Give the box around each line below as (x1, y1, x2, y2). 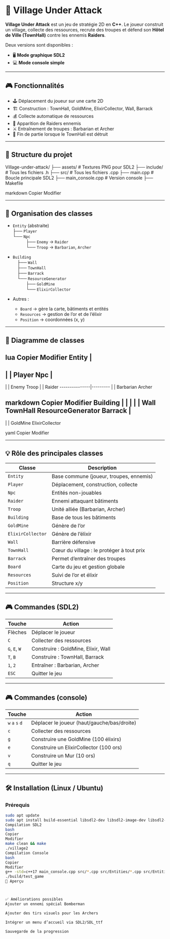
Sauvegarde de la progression (5, 929, 69, 934)
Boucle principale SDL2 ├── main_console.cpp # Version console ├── (5, 175, 153, 181)
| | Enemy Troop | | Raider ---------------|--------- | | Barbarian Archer (5, 384, 153, 390)
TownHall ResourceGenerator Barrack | (5, 406, 132, 415)
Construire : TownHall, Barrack (31, 654, 104, 661)
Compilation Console (5, 850, 49, 855)
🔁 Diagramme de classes (5, 336, 85, 345)
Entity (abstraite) (12, 223, 50, 229)
